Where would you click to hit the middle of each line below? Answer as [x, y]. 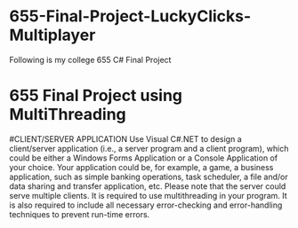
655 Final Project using [96, 96]
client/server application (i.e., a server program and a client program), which [149, 148]
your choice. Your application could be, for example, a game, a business [141, 167]
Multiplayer [52, 35]
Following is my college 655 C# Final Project [90, 59]
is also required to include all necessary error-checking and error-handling [146, 205]
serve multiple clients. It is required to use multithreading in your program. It [148, 195]
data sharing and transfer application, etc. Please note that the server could [148, 186]
